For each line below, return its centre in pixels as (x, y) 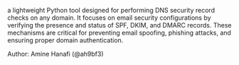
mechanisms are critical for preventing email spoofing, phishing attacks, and (119, 32)
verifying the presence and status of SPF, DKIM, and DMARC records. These (119, 25)
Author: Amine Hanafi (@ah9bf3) (55, 54)
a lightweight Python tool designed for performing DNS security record (111, 10)
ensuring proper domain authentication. (65, 40)
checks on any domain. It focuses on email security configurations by (109, 18)
